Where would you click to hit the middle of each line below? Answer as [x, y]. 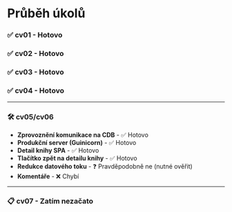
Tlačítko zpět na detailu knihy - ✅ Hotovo [77, 158]
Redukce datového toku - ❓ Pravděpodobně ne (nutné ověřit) [105, 166]
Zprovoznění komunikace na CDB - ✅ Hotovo [83, 135]
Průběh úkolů [46, 13]
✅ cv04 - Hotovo [36, 90]
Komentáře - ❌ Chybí [48, 176]
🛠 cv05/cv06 [30, 117]
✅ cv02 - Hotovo [36, 54]
